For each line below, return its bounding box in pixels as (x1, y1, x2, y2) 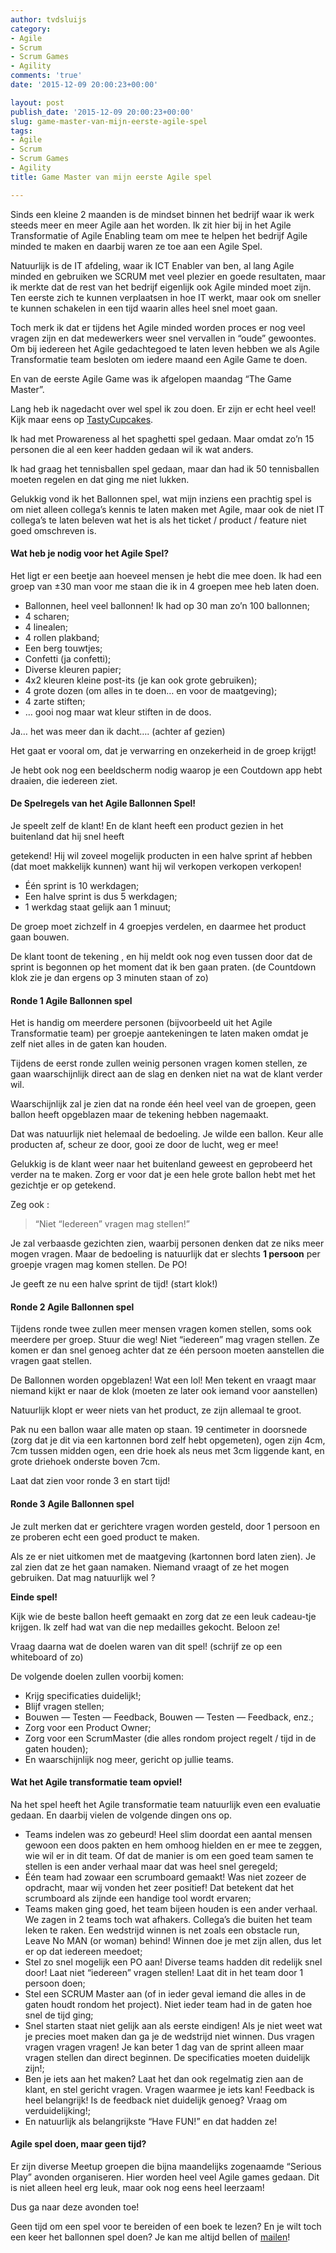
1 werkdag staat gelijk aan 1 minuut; (24, 901, 172, 913)
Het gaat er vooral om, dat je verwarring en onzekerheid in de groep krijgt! (10, 744, 317, 756)
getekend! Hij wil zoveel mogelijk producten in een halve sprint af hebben (10, 850, 313, 862)
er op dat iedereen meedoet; (24, 1945, 143, 1957)
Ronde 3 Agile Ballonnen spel (10, 1498, 135, 1510)
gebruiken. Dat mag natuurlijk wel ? (10, 1571, 156, 1583)
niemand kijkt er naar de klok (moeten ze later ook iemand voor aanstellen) (10, 1385, 318, 1397)
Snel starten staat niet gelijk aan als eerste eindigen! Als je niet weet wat (24, 2019, 323, 2031)
